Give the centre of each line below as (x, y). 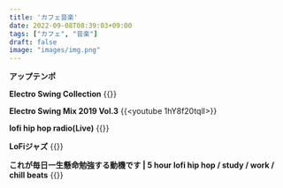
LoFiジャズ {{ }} (36, 147)
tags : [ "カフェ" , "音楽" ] (54, 34)
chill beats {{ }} (36, 175)
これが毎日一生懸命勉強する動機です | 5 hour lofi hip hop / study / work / (142, 165)
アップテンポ (32, 77)
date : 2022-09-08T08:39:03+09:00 (71, 26)
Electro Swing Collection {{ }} (63, 94)
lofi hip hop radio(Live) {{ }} (59, 128)
